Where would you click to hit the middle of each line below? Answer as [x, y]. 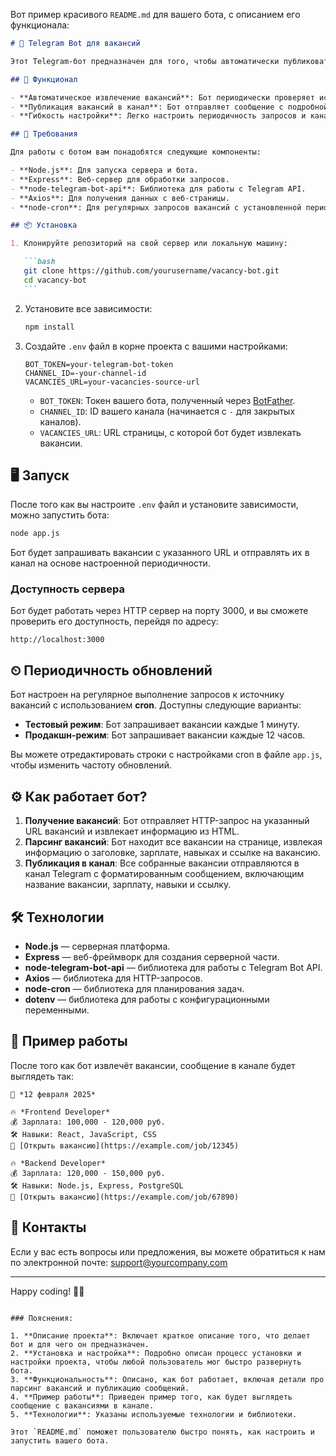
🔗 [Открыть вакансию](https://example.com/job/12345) [125, 1145]
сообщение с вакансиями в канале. [82, 1405]
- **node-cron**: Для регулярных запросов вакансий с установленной [156, 207]
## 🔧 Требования [44, 134]
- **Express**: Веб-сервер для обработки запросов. [120, 179]
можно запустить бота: [60, 515]
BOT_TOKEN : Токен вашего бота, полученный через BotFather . [167, 400]
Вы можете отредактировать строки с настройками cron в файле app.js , [166, 755]
